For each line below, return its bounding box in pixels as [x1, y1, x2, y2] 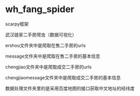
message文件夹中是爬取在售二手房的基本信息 [5, 53, 100, 59]
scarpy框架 [5, 21, 29, 27]
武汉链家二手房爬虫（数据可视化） [5, 31, 77, 37]
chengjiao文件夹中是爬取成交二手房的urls [5, 64, 92, 70]
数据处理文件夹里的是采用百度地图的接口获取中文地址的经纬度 [5, 85, 135, 91]
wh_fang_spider [5, 4, 75, 15]
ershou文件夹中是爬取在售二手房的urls [5, 42, 86, 49]
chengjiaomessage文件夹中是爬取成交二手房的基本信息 [5, 74, 121, 80]
